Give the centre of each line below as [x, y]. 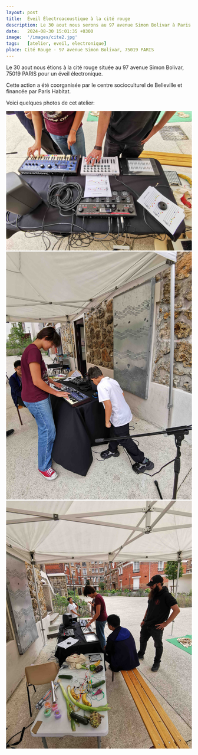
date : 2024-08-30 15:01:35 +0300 [50, 31]
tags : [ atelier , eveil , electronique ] [57, 44]
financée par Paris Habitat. [39, 91]
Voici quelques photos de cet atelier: [51, 103]
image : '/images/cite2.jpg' [42, 37]
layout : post [22, 12]
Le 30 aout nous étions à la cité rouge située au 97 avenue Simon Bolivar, [95, 67]
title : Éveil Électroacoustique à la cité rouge [68, 19]
